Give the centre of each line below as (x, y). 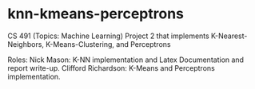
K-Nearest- (229, 36)
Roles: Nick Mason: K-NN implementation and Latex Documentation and (126, 60)
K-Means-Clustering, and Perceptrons (108, 44)
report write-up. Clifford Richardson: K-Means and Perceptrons (111, 68)
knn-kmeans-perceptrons (96, 14)
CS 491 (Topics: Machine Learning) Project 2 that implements (108, 36)
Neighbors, (26, 44)
